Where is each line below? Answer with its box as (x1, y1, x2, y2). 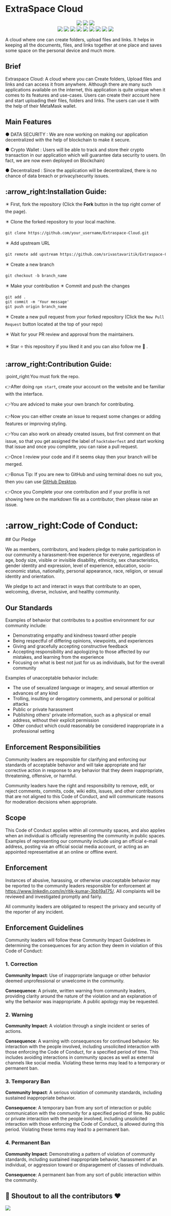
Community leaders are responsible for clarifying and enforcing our (5, 756, 147, 762)
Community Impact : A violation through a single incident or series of (5, 1023, 150, 1029)
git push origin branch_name (5, 304, 67, 309)
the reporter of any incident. (5, 909, 65, 915)
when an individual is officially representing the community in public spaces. (5, 832, 165, 838)
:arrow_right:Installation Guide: (5, 187, 107, 196)
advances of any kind (12, 690, 58, 697)
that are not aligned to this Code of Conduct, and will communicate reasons (5, 793, 164, 799)
